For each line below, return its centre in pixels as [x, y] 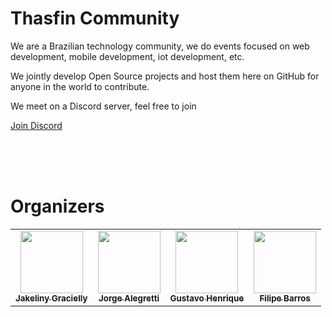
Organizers [57, 206]
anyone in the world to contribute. [80, 86]
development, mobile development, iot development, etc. [127, 56]
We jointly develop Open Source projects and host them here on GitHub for [165, 76]
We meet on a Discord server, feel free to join [103, 106]
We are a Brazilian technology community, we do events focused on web [160, 46]
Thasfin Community [95, 18]
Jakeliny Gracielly [51, 298]
